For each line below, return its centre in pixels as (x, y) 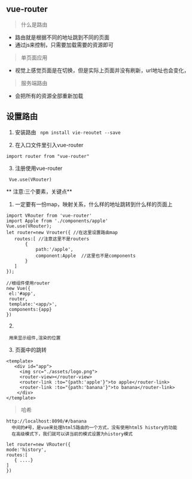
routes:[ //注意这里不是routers (52, 239)
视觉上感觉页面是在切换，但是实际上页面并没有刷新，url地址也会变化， (102, 70)
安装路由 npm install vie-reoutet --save (68, 132)
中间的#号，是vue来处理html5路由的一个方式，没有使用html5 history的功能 (95, 427)
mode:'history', (26, 450)
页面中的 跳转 (31, 349)
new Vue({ (19, 288)
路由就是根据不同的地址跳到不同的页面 (62, 37)
